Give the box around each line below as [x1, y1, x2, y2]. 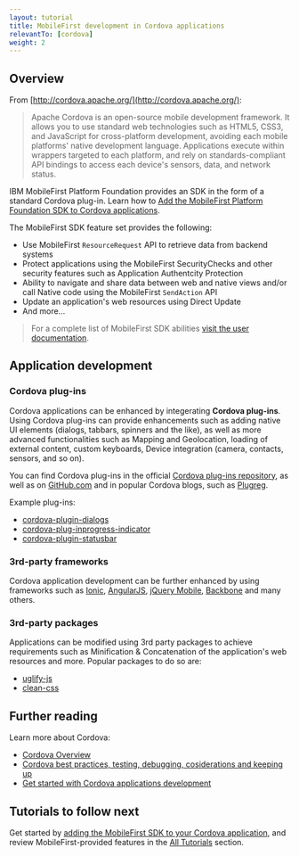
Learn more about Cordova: [9, 732, 111, 743]
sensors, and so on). [9, 452, 85, 464]
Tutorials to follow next [9, 803, 140, 819]
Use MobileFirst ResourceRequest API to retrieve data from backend [21, 240, 269, 251]
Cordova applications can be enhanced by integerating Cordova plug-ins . [9, 405, 281, 416]
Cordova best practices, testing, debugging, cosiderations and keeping [21, 759, 283, 770]
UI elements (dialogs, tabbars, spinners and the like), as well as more [9, 424, 262, 435]
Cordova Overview [21, 750, 92, 761]
